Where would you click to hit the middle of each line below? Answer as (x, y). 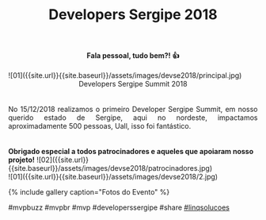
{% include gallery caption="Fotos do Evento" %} (89, 192)
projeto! (22, 160)
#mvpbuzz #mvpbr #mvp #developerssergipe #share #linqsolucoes (119, 207)
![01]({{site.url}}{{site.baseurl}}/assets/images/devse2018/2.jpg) (113, 177)
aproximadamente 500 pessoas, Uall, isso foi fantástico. (100, 126)
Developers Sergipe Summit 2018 (133, 84)
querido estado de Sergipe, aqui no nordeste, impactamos (133, 118)
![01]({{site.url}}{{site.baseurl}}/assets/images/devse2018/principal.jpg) (125, 75)
